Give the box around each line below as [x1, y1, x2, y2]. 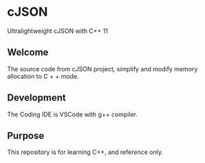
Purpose [7, 129, 45, 141]
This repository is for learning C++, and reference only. [7, 148, 164, 156]
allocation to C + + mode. [7, 72, 79, 80]
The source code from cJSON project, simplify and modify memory [7, 64, 198, 73]
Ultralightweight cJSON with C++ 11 [7, 27, 109, 35]
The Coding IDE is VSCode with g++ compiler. [7, 110, 138, 118]
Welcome [7, 47, 49, 58]
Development [7, 92, 67, 103]
